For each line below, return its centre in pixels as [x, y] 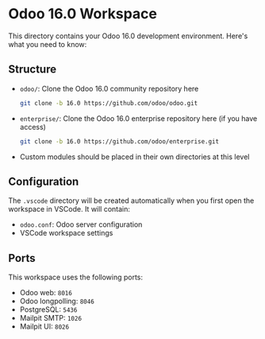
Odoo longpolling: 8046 [57, 301]
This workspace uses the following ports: [76, 277]
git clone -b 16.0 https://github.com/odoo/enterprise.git [119, 141]
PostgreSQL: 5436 [48, 310]
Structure [33, 70]
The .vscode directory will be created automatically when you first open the [131, 201]
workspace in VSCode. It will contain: [69, 209]
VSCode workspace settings [66, 233]
